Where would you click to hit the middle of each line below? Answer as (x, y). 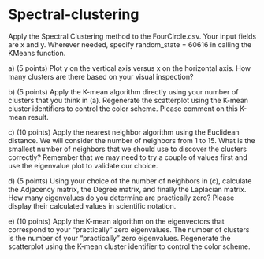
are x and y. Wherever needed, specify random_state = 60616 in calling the (130, 44)
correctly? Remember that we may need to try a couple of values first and (128, 157)
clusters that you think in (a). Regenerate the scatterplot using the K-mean (128, 100)
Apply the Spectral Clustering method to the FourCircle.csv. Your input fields (132, 36)
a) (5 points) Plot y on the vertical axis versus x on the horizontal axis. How (130, 68)
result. (38, 117)
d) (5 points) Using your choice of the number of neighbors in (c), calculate (130, 181)
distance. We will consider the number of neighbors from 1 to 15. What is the (132, 140)
